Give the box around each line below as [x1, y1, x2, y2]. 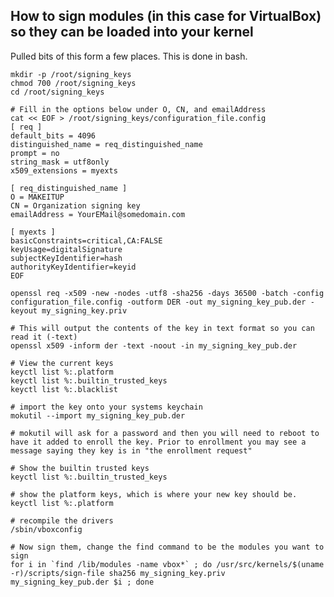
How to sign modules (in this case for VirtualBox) [10, 8, 322, 25]
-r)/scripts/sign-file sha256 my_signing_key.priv [10, 568, 226, 578]
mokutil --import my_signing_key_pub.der [10, 410, 186, 421]
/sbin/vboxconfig [10, 524, 83, 534]
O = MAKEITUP [10, 192, 65, 202]
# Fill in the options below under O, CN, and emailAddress [10, 104, 267, 114]
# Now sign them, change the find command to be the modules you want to [10, 542, 325, 552]
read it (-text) [10, 332, 78, 342]
